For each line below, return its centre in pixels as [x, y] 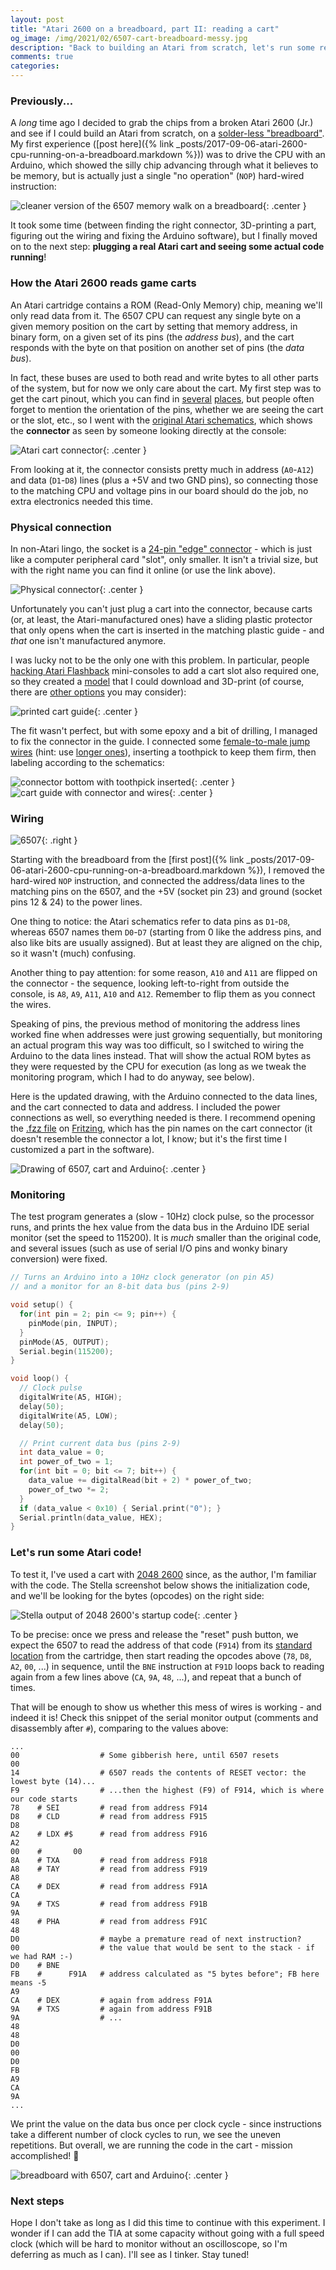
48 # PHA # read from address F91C [109, 1921]
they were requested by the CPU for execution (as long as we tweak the [158, 1067]
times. [23, 1687]
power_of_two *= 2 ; [69, 1489]
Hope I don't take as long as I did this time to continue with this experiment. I [168, 2222]
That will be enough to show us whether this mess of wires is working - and [166, 1707]
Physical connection [61, 527]
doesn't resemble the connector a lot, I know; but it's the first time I [148, 1139]
